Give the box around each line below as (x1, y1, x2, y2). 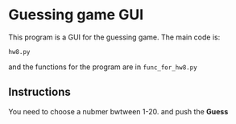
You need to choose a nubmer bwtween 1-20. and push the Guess (8, 106, 229, 116)
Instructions (8, 85, 71, 99)
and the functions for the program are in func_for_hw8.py (8, 62, 197, 72)
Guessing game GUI (8, 6, 144, 24)
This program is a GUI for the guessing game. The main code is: (8, 32, 221, 42)
